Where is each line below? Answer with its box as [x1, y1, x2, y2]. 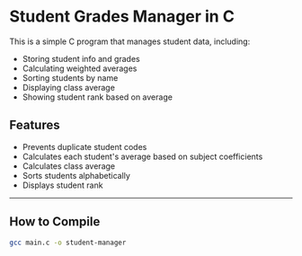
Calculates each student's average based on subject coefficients [22, 151, 263, 162]
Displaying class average [22, 82, 115, 93]
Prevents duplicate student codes [22, 141, 147, 152]
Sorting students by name [22, 72, 119, 83]
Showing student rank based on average [22, 92, 173, 102]
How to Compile [9, 214, 101, 230]
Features [9, 118, 60, 133]
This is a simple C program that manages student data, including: [9, 36, 251, 47]
